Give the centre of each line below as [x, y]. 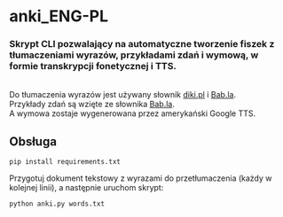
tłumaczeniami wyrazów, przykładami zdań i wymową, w [134, 55]
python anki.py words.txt [57, 204]
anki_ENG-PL [59, 16]
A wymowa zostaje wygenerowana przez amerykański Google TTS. [133, 113]
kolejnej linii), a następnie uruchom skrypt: [86, 188]
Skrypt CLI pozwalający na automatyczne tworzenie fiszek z [142, 44]
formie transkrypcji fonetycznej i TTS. [93, 66]
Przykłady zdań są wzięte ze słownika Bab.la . [92, 105]
